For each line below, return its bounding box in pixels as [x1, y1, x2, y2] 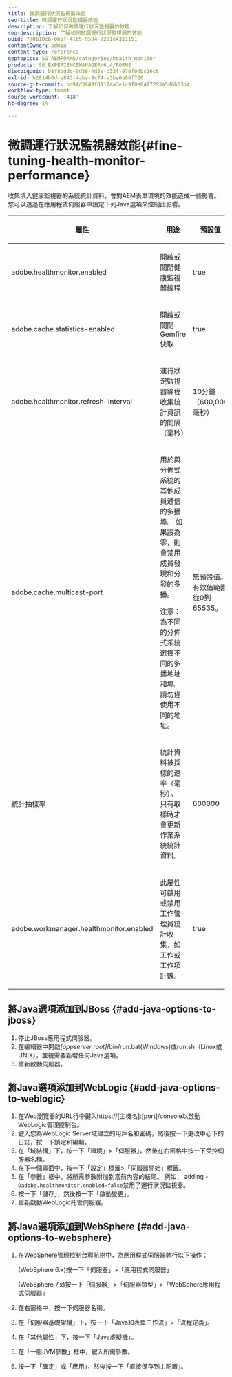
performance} [8, 168, 91, 184]
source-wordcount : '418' [8, 94, 79, 101]
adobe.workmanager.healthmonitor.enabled [11, 924, 154, 933]
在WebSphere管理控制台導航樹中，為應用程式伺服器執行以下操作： [17, 1251, 209, 1260]
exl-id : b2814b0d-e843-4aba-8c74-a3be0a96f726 [8, 74, 144, 81]
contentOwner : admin [8, 42, 67, 49]
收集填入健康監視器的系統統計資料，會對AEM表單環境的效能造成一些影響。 [8, 191, 220, 199]
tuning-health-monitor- [8, 153, 145, 169]
